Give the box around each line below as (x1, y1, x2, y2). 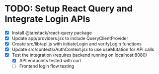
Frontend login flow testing (19, 63, 75, 69)
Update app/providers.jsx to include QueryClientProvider (11, 36, 129, 41)
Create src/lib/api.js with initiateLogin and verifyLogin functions (11, 41, 142, 47)
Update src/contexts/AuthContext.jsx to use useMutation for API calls (11, 46, 155, 52)
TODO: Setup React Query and (4, 3, 133, 14)
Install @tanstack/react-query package (11, 30, 92, 36)
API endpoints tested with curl (19, 58, 81, 64)
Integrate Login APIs (4, 13, 90, 25)
